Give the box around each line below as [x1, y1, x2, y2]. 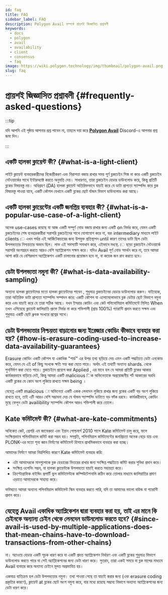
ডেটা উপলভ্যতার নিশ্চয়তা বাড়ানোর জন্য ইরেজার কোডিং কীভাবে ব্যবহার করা [5, 326, 160, 335]
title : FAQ [5, 12, 28, 17]
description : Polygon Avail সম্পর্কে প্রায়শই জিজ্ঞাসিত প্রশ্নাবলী [5, 21, 109, 27]
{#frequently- [75, 90, 135, 101]
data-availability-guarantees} [5, 342, 101, 351]
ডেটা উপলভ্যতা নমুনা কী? [5, 268, 59, 276]
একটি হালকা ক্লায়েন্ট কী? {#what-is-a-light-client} [5, 158, 138, 166]
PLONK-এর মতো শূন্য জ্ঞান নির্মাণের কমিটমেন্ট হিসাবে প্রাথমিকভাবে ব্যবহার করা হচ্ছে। [5, 439, 129, 445]
